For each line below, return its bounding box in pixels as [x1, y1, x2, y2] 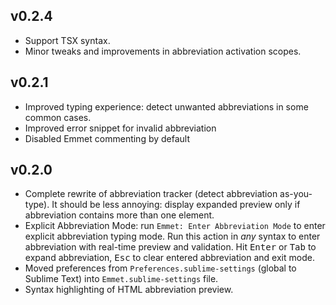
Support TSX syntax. [24, 34, 111, 46]
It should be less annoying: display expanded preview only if [51, 199, 301, 211]
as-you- [279, 188, 313, 200]
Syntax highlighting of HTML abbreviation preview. [24, 284, 234, 296]
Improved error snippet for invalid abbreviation [24, 122, 217, 134]
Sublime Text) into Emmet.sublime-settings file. [24, 273, 219, 285]
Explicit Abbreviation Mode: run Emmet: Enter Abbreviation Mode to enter [24, 220, 326, 232]
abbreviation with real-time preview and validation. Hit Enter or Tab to [24, 241, 317, 253]
